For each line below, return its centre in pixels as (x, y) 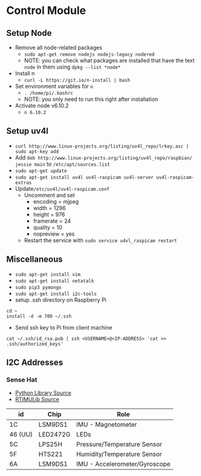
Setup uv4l (27, 131)
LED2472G (54, 435)
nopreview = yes (54, 234)
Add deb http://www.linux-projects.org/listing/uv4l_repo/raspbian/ (104, 157)
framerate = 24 (52, 221)
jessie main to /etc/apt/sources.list (62, 164)
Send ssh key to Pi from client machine (64, 327)
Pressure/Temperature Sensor (119, 444)
